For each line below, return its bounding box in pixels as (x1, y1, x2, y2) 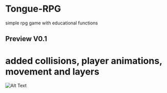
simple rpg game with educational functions (5, 20, 98, 26)
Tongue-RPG (5, 3, 61, 15)
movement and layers (5, 66, 100, 77)
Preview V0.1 (5, 35, 47, 43)
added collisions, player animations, (5, 55, 162, 67)
